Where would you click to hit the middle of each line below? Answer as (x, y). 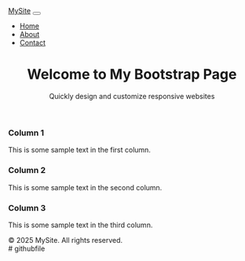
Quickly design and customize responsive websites (132, 96)
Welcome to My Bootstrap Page (132, 74)
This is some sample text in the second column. (85, 187)
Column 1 (26, 133)
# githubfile (27, 248)
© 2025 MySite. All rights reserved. (66, 240)
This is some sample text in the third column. (80, 225)
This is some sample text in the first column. (80, 150)
